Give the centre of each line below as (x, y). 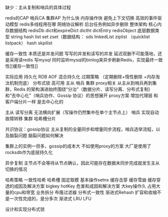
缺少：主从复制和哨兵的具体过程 (38, 7)
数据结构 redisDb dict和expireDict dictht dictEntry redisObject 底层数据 (82, 30)
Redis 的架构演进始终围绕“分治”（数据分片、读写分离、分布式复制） (83, 89)
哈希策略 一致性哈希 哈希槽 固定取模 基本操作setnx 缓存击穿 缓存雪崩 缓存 (81, 180)
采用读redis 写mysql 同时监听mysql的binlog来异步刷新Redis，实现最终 (81, 60)
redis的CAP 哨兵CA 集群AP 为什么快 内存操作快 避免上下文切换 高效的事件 (81, 18)
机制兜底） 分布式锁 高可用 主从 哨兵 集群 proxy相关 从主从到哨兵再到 (81, 83)
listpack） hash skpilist (29, 43)
